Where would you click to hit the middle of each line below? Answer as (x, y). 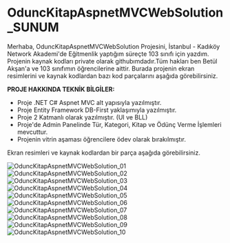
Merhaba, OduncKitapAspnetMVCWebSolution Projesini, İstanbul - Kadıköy (114, 46)
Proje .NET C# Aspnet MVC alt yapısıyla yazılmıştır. (89, 102)
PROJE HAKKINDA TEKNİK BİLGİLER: (61, 89)
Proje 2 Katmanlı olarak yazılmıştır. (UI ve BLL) (82, 117)
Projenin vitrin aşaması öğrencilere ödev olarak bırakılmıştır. (101, 139)
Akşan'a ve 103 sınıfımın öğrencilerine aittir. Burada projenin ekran (101, 68)
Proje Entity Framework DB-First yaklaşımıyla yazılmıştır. (97, 110)
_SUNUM (33, 27)
